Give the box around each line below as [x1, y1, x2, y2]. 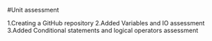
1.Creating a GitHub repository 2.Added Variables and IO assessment [7, 19, 205, 27]
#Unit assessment [7, 6, 59, 14]
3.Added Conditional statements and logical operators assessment [7, 27, 199, 34]
